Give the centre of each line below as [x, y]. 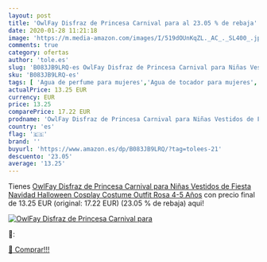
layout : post [30, 16]
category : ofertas [39, 53]
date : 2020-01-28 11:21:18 [53, 30]
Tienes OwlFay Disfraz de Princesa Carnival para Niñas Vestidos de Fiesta [130, 186]
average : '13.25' [37, 164]
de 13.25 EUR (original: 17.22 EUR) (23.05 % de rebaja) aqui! [106, 203]
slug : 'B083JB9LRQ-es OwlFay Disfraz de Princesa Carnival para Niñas [128, 68]
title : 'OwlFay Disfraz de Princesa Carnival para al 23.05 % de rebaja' [133, 23]
